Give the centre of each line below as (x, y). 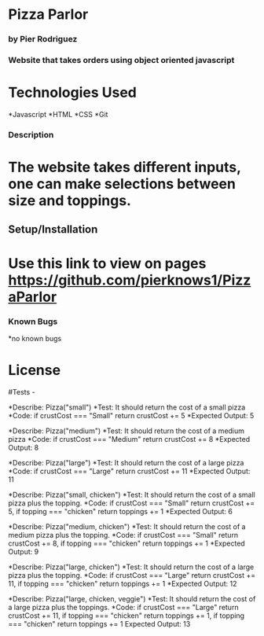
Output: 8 (24, 447)
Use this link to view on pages (107, 263)
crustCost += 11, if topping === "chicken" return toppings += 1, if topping (126, 616)
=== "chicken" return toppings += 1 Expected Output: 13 (99, 623)
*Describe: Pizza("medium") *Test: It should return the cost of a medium (126, 431)
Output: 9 (24, 551)
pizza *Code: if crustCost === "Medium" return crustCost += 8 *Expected (129, 439)
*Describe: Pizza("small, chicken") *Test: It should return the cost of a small (132, 494)
